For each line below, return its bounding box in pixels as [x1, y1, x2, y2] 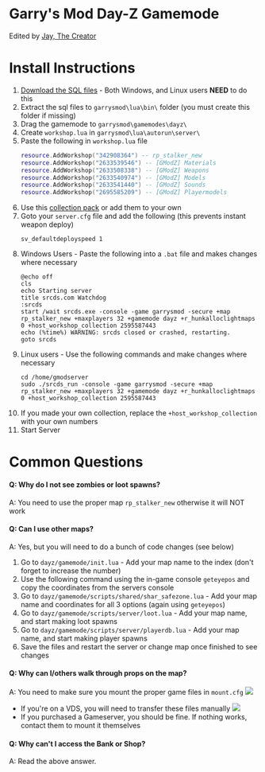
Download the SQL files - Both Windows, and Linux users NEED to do [20, 85, 248, 95]
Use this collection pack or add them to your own [20, 203, 182, 212]
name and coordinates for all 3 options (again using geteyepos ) [20, 599, 225, 609]
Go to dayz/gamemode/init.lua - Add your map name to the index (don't [20, 557, 254, 567]
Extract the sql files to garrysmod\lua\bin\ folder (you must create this [20, 102, 251, 111]
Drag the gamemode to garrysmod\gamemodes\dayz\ [20, 119, 187, 128]
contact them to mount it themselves [20, 720, 141, 730]
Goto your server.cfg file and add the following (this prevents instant [20, 212, 247, 221]
